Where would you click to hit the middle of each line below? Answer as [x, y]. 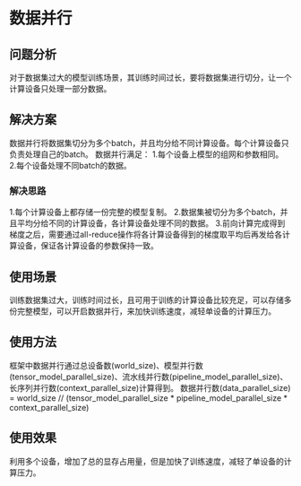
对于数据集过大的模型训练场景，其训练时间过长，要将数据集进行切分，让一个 [150, 78]
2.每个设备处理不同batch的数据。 [70, 165]
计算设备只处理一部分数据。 [60, 89]
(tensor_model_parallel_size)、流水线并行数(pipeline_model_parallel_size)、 [149, 377]
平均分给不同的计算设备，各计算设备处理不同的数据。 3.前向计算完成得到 [151, 223]
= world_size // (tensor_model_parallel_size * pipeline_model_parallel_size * [149, 398]
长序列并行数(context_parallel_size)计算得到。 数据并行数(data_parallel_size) [150, 387]
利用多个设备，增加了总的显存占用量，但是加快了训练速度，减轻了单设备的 [146, 461]
